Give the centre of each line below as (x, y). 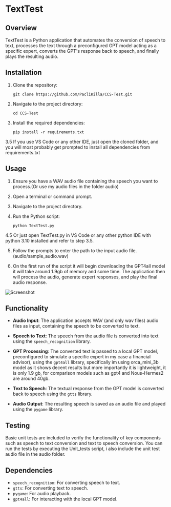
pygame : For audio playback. (42, 494)
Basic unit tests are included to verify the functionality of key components (83, 438)
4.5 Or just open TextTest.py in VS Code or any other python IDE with (78, 235)
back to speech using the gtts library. (52, 394)
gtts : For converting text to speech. (50, 488)
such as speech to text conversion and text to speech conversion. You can (84, 443)
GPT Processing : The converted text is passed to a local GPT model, (85, 351)
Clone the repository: (35, 85)
